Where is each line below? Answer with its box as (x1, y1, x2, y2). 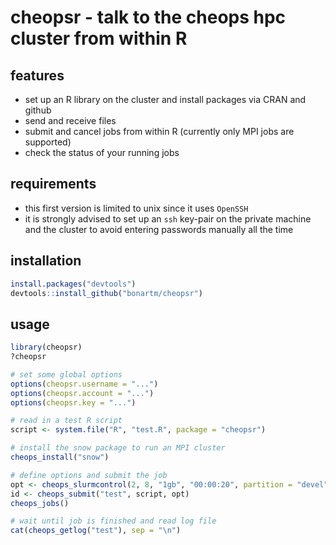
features (10, 67, 65, 84)
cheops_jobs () (10, 498, 70, 508)
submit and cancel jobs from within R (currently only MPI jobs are (24, 126, 295, 137)
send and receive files (24, 115, 117, 126)
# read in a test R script (10, 416, 123, 426)
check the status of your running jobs (24, 147, 180, 158)
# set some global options (10, 369, 123, 380)
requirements (10, 176, 97, 193)
